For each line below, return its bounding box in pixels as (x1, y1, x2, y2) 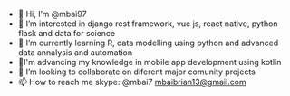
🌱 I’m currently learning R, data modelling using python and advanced (17, 37, 279, 48)
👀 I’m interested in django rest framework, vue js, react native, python (17, 18, 278, 29)
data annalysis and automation (17, 47, 133, 58)
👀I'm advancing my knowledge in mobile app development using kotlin (17, 57, 282, 67)
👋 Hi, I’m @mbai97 (17, 9, 88, 19)
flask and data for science (17, 28, 116, 38)
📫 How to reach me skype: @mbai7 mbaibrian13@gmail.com (17, 77, 246, 87)
